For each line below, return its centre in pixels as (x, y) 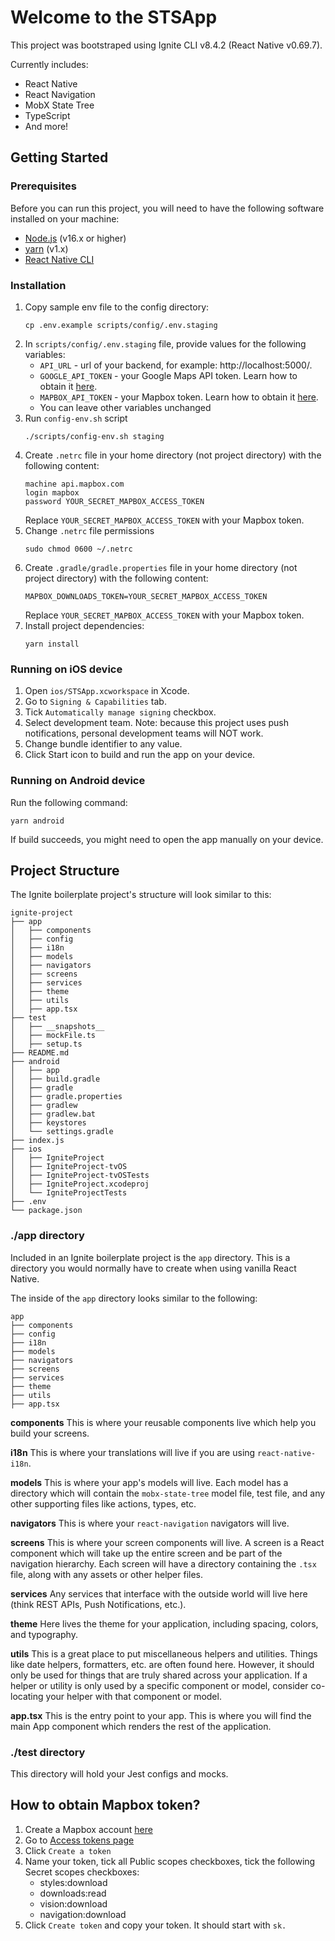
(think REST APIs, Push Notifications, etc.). (98, 1604)
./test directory (48, 1752)
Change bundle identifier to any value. (103, 744)
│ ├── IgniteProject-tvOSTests (80, 1176)
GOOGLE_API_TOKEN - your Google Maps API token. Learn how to (168, 375)
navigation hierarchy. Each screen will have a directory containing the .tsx (163, 1563)
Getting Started (59, 157)
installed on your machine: (65, 218)
